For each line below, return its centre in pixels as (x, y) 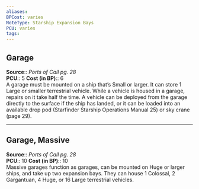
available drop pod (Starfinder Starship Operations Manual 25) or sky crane (98, 110)
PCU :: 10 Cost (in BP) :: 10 (37, 161)
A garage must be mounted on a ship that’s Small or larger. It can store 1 (94, 84)
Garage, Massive (38, 140)
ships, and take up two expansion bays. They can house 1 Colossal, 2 (91, 173)
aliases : (17, 12)
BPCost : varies (25, 17)
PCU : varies (21, 28)
